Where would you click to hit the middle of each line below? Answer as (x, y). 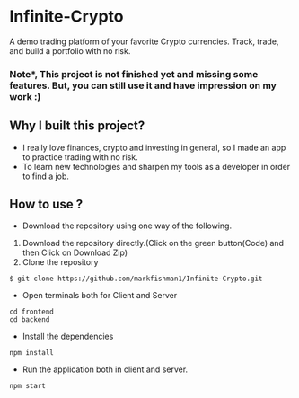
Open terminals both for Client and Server (100, 296)
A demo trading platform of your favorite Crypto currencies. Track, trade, (144, 41)
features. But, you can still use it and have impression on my (143, 85)
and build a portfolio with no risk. (70, 50)
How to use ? (46, 204)
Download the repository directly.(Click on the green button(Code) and (153, 243)
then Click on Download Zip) (75, 252)
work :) (25, 96)
